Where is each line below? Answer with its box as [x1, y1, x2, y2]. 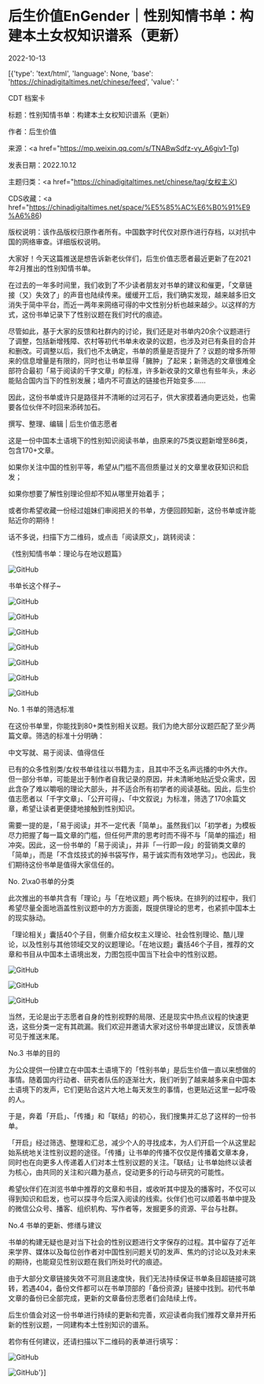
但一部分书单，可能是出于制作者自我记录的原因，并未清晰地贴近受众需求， [8, 774, 249, 783]
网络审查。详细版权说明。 [21, 237, 104, 246]
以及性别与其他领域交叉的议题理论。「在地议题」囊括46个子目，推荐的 [21, 939, 247, 949]
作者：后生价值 [8, 127, 57, 136]
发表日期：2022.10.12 [8, 160, 77, 169]
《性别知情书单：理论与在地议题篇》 [8, 549, 126, 558]
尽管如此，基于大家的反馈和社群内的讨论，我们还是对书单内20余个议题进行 [8, 326, 251, 335]
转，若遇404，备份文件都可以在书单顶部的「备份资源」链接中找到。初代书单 [8, 1283, 255, 1293]
